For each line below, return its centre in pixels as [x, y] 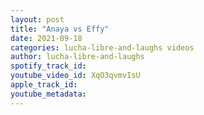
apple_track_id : [44, 85]
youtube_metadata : [48, 94]
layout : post [37, 19]
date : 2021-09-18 [46, 38]
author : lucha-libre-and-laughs [77, 57]
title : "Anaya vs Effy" [60, 29]
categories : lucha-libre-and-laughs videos [102, 47]
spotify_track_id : [48, 66]
